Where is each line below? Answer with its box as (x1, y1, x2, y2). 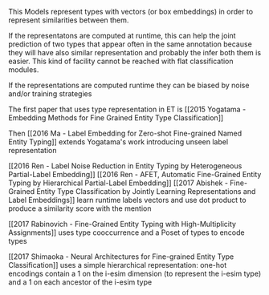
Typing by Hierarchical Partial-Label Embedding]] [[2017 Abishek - (8, 178, 229, 188)
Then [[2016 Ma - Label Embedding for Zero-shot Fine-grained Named (8, 128, 243, 138)
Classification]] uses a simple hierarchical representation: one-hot (8, 261, 227, 269)
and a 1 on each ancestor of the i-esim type (8, 277, 153, 287)
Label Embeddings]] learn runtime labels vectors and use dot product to (8, 196, 247, 204)
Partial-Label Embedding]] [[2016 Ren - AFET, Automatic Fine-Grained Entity (8, 170, 262, 179)
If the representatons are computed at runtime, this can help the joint (8, 31, 236, 40)
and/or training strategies (8, 89, 92, 99)
